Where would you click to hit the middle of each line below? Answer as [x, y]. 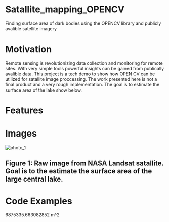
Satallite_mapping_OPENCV [65, 9]
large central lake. [34, 179]
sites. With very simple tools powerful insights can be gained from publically [85, 68]
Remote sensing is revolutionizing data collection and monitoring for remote [84, 63]
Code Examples [39, 201]
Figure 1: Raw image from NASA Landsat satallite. [85, 164]
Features [24, 110]
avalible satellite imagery [31, 28]
